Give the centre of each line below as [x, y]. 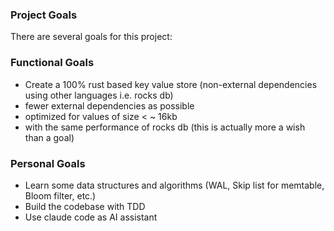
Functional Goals [52, 63]
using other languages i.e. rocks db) [99, 95]
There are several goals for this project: [91, 37]
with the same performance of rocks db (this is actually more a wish [165, 127]
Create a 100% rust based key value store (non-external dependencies [171, 84]
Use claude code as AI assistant [91, 217]
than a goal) [49, 137]
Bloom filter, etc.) [60, 195]
